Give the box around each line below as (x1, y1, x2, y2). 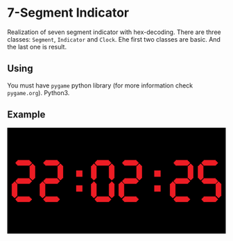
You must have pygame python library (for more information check (7, 81, 193, 90)
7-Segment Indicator (7, 5, 130, 21)
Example (7, 109, 46, 121)
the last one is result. (7, 42, 67, 51)
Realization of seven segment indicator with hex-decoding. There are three (7, 28, 221, 36)
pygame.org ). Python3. (7, 88, 70, 97)
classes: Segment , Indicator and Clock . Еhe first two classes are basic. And (7, 35, 221, 43)
